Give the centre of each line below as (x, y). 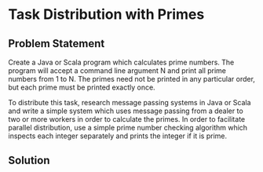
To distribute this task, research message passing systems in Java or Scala (130, 102)
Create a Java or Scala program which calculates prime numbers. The (121, 62)
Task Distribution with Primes (106, 15)
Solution (29, 161)
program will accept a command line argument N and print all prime (117, 71)
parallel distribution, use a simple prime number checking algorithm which (128, 128)
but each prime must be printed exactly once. (82, 87)
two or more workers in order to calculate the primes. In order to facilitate (127, 119)
